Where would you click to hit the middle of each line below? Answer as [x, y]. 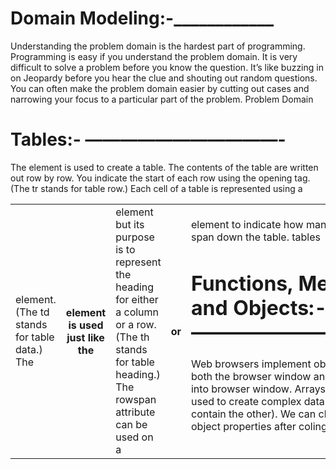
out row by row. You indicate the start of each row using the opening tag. [160, 178]
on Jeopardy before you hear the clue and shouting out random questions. [164, 78]
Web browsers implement [251, 364]
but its [130, 224]
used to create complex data [257, 402]
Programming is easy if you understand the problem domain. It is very [154, 56]
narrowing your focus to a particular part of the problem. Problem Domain [162, 99]
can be [131, 424]
